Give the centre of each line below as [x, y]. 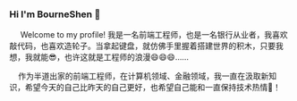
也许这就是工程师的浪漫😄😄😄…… [127, 57]
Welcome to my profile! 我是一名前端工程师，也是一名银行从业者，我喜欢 [154, 35]
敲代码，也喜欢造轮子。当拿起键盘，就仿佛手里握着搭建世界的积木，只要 [142, 46]
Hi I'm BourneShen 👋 [55, 14]
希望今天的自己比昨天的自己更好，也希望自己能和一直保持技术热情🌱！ [153, 88]
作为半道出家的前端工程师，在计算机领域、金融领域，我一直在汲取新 [143, 76]
